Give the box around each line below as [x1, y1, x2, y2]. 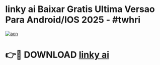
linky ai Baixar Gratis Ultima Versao [5, 3, 155, 15]
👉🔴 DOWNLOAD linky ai [5, 49, 110, 60]
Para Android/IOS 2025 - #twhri [5, 14, 141, 25]
